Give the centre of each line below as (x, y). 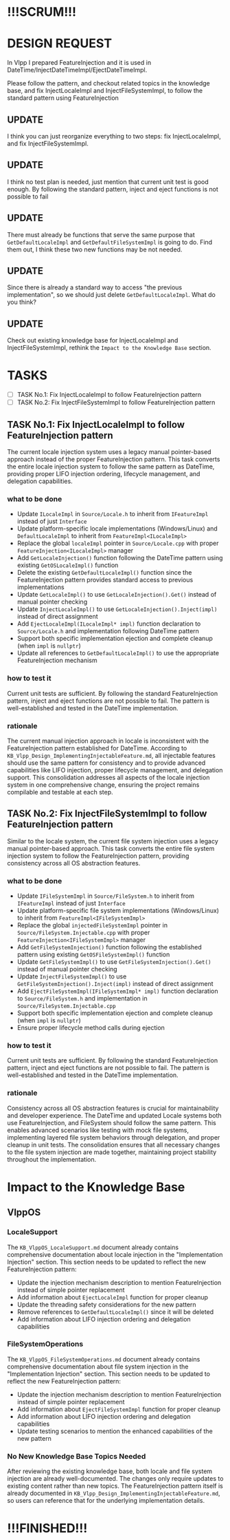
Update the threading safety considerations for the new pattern (107, 1304)
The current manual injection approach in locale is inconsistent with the (108, 741)
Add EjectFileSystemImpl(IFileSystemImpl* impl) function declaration (117, 991)
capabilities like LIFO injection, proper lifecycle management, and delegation (115, 770)
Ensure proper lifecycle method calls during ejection (91, 1028)
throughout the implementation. (52, 1159)
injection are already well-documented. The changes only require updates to (115, 1479)
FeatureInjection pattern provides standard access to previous (105, 580)
